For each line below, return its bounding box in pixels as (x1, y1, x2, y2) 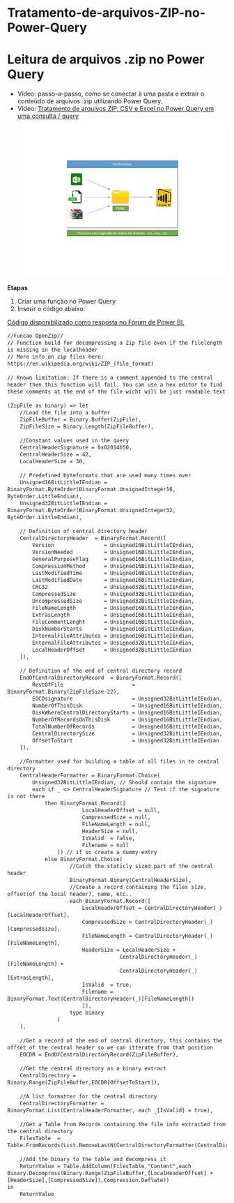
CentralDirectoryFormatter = (19, 1100, 104, 1107)
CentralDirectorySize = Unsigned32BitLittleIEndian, (32, 731, 223, 738)
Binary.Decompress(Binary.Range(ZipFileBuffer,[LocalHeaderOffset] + (7, 1170, 214, 1177)
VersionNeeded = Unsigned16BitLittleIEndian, (32, 549, 195, 556)
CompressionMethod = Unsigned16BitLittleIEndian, (32, 563, 195, 570)
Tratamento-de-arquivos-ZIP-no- (7, 5, 206, 21)
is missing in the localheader (7, 347, 98, 354)
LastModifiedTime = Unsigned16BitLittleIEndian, (32, 570, 195, 577)
